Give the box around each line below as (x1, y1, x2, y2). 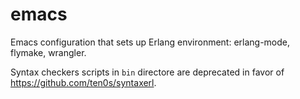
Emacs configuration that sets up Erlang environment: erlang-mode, (10, 36, 291, 48)
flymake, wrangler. (10, 46, 87, 58)
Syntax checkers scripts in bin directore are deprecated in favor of (10, 66, 285, 78)
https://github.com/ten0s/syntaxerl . (10, 76, 157, 88)
